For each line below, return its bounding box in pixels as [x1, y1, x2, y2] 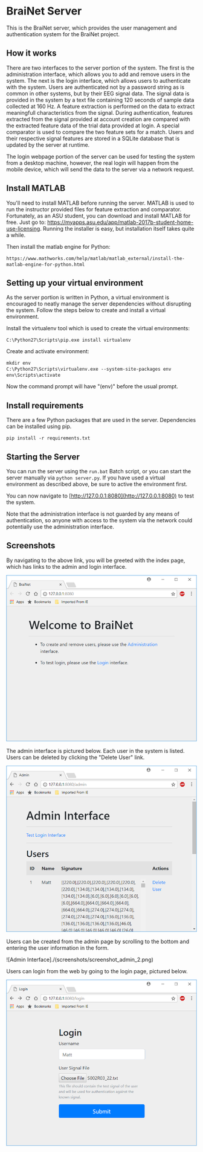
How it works [6, 48, 57, 59]
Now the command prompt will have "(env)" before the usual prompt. [6, 383, 178, 390]
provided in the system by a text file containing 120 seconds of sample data [6, 96, 195, 103]
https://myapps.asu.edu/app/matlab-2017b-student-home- [47, 219, 194, 226]
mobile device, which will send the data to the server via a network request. [6, 165, 195, 173]
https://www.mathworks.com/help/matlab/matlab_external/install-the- [6, 255, 185, 261]
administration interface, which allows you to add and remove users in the [6, 71, 190, 78]
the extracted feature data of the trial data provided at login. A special [6, 122, 180, 129]
